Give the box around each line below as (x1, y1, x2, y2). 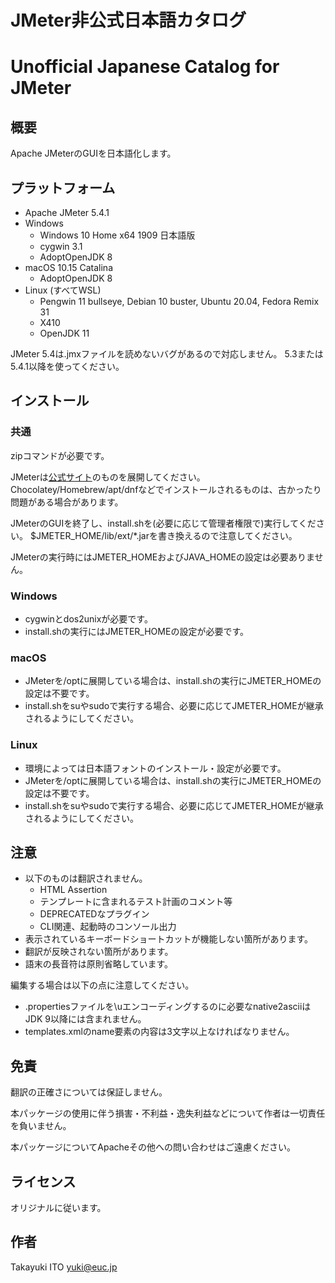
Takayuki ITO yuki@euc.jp (10, 1261, 118, 1273)
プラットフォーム (10, 179, 116, 196)
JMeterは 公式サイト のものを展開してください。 (10, 471, 206, 483)
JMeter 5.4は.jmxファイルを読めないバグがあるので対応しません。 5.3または (10, 348, 324, 360)
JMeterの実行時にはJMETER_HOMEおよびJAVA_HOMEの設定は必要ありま (10, 551, 315, 563)
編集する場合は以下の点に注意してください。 (10, 979, 195, 991)
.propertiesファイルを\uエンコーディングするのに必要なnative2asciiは (24, 1001, 312, 1013)
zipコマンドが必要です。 (10, 449, 110, 461)
